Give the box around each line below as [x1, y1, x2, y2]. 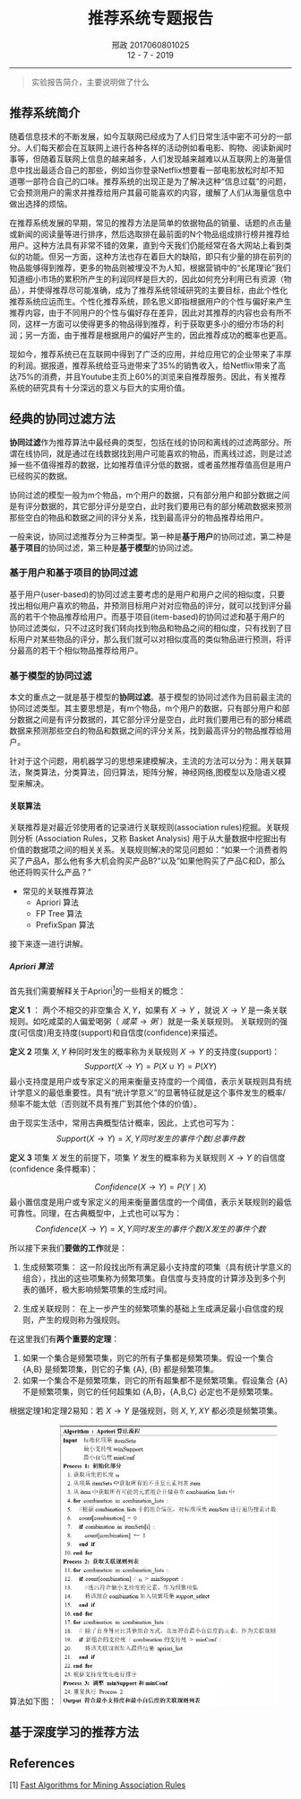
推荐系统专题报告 [87, 8, 213, 29]
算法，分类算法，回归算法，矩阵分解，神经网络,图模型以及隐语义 [39, 767, 279, 777]
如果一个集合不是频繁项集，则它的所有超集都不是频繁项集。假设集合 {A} [21, 1374, 288, 1385]
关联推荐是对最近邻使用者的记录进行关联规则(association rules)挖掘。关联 [9, 822, 282, 833]
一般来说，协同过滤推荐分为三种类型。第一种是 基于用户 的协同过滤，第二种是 [9, 531, 292, 541]
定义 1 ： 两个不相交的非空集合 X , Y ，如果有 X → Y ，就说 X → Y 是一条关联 [9, 1005, 288, 1015]
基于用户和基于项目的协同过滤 [9, 566, 139, 579]
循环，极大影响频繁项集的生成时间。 [38, 1284, 172, 1294]
